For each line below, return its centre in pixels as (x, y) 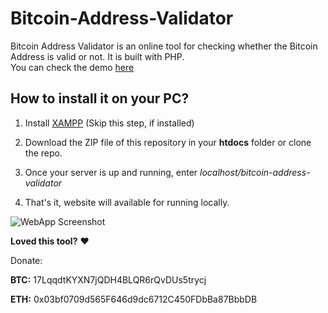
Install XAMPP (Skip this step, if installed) (109, 123)
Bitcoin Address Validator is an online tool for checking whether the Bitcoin (164, 46)
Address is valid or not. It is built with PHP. (97, 56)
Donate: (26, 260)
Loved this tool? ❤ (50, 241)
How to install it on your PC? (100, 98)
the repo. (43, 153)
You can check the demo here (72, 67)
